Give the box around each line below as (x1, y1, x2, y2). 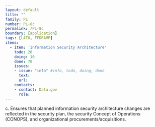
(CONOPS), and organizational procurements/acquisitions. (5, 116, 126, 122)
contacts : (14, 82, 35, 87)
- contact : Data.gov (14, 87, 57, 92)
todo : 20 (14, 49, 33, 54)
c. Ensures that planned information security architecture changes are (5, 105, 150, 111)
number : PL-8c (5, 21, 35, 27)
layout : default (5, 7, 39, 13)
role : (18, 92, 30, 97)
